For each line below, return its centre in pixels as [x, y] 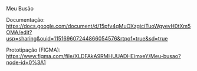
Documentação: [26, 20]
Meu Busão [20, 9]
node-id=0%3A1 [26, 62]
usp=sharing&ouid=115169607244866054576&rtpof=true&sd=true [87, 38]
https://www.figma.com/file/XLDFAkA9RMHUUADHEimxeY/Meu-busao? [93, 56]
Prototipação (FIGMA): [33, 50]
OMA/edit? [19, 32]
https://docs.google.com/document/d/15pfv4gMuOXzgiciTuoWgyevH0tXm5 [98, 26]
